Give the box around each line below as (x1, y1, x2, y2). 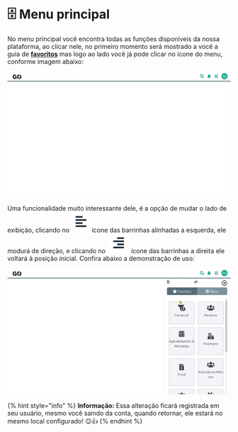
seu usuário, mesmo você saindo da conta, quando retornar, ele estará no (7, 409, 223, 417)
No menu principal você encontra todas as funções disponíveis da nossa (7, 34, 220, 43)
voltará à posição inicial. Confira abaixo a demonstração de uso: (7, 254, 195, 263)
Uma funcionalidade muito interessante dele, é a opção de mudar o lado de (7, 204, 227, 213)
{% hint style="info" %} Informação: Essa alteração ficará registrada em (7, 401, 220, 409)
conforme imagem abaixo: (7, 57, 84, 65)
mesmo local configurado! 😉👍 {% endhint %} (7, 416, 143, 425)
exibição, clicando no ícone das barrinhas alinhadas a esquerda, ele (7, 226, 227, 235)
